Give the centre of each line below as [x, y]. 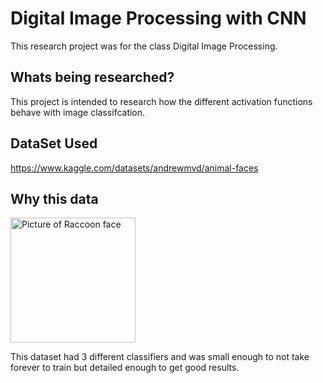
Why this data [54, 198]
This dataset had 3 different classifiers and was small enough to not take [160, 357]
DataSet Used [54, 143]
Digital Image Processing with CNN [158, 18]
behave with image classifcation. [78, 112]
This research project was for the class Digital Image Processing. [144, 46]
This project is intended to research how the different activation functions [161, 101]
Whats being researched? [92, 77]
